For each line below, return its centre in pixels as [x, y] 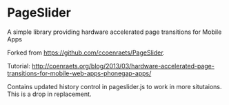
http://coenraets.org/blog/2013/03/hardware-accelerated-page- [123, 66]
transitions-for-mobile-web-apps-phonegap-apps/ [79, 73]
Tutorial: [19, 66]
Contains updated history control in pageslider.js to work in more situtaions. [114, 86]
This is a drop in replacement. [49, 94]
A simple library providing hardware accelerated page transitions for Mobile [114, 32]
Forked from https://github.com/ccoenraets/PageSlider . [86, 52]
